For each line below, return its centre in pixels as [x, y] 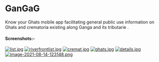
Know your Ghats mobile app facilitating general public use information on [80, 22]
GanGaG [23, 9]
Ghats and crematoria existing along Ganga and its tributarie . [67, 27]
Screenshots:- [20, 38]
